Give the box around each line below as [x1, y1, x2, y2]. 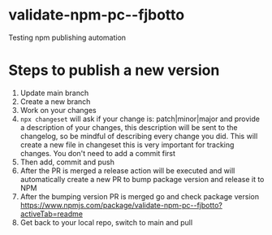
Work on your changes [19, 105, 97, 115]
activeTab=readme [19, 209, 84, 219]
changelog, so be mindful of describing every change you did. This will [19, 131, 258, 141]
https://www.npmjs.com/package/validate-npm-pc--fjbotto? [19, 200, 223, 210]
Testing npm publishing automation [8, 33, 127, 42]
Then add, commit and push [19, 157, 115, 167]
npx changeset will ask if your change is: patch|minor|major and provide [19, 114, 260, 124]
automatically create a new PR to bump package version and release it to [19, 174, 265, 184]
